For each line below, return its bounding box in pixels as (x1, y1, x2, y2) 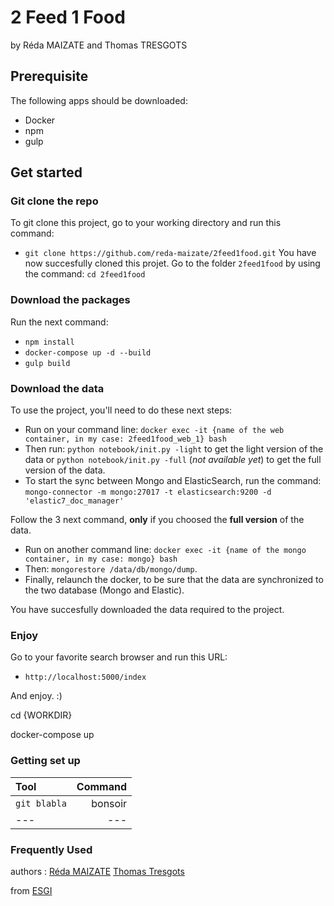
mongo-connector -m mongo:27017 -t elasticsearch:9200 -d (24, 487, 272, 498)
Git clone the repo (10, 194, 99, 208)
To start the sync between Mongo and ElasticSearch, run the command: (24, 475, 322, 487)
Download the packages (10, 293, 131, 307)
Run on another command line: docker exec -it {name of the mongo (24, 544, 307, 556)
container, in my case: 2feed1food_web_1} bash (24, 434, 227, 445)
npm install (24, 337, 75, 347)
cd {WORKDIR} (10, 709, 73, 721)
